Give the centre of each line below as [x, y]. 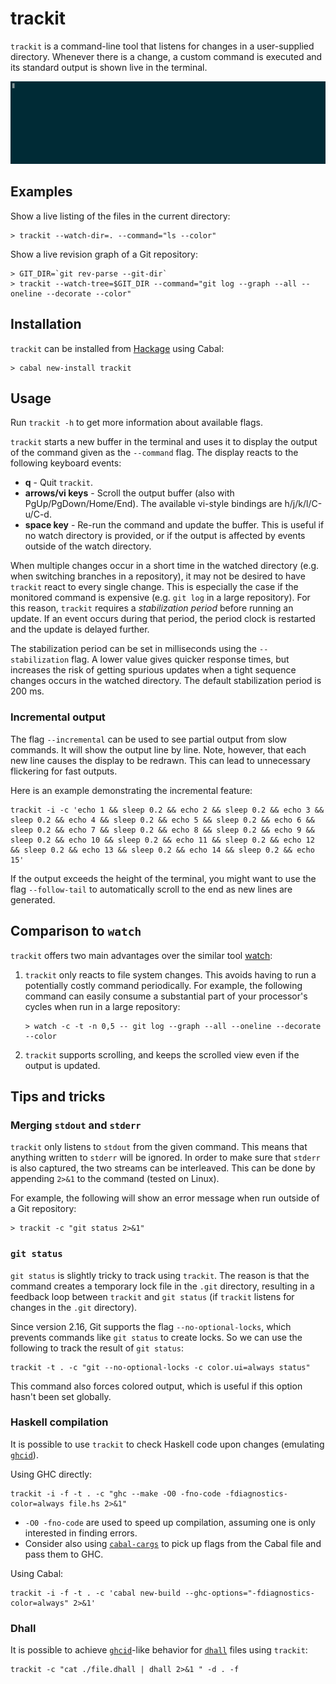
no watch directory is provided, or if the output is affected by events [165, 536]
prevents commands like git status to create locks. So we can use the [156, 1337]
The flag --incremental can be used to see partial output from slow [149, 739]
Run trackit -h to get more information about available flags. [136, 423]
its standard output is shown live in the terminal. [109, 67]
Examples [41, 192]
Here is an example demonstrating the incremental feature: [131, 790]
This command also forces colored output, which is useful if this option [156, 1386]
